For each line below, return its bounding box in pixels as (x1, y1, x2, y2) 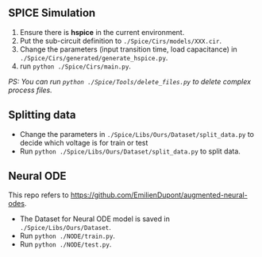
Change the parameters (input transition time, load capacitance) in (19, 44, 237, 54)
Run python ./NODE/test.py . (19, 239, 112, 249)
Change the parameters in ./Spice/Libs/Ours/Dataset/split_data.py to (19, 129, 254, 138)
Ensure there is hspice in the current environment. (19, 27, 185, 37)
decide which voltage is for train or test (19, 138, 148, 147)
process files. (8, 85, 53, 95)
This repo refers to (8, 190, 69, 200)
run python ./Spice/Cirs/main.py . (19, 61, 131, 71)
